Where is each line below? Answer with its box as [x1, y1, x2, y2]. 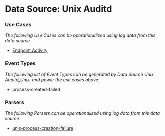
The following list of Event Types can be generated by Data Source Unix [5, 71, 154, 77]
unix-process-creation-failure [12, 125, 74, 131]
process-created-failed [12, 86, 61, 92]
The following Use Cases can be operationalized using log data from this [5, 32, 156, 38]
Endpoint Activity [12, 47, 48, 53]
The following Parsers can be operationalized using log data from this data [5, 110, 160, 116]
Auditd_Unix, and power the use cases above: [5, 76, 100, 83]
